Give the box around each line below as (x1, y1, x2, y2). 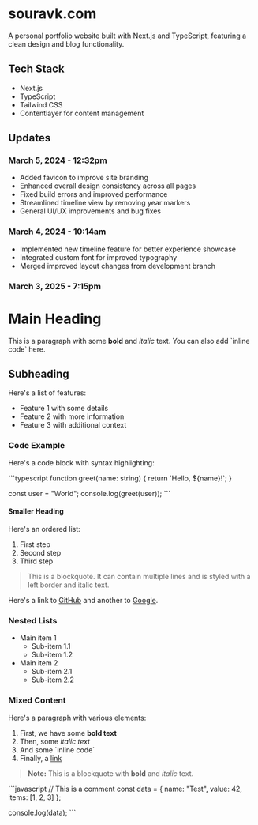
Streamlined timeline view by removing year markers (19, 198, 191, 208)
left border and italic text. (27, 580, 110, 590)
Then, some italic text (19, 736, 91, 746)
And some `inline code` (19, 744, 95, 755)
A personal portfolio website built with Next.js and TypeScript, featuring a (8, 31, 247, 40)
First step (19, 539, 51, 549)
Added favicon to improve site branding (19, 173, 148, 183)
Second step (19, 548, 62, 557)
